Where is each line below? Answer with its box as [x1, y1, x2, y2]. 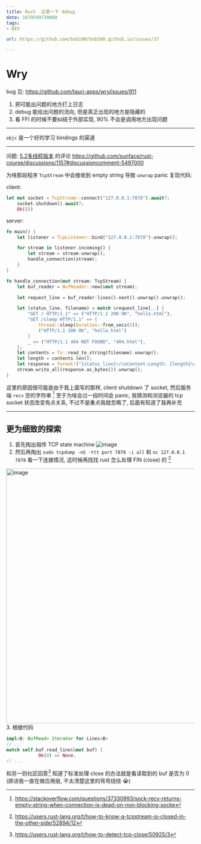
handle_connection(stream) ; [28, 256, 98, 263]
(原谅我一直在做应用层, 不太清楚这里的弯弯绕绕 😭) [6, 777, 131, 784]
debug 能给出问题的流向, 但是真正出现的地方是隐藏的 [14, 108, 145, 116]
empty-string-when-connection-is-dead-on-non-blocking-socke [14, 801, 175, 808]
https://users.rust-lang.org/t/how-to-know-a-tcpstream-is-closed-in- [14, 813, 187, 820]
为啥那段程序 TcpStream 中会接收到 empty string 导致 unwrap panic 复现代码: [6, 171, 193, 179]
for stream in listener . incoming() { [17, 245, 111, 251]
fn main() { [6, 228, 36, 234]
